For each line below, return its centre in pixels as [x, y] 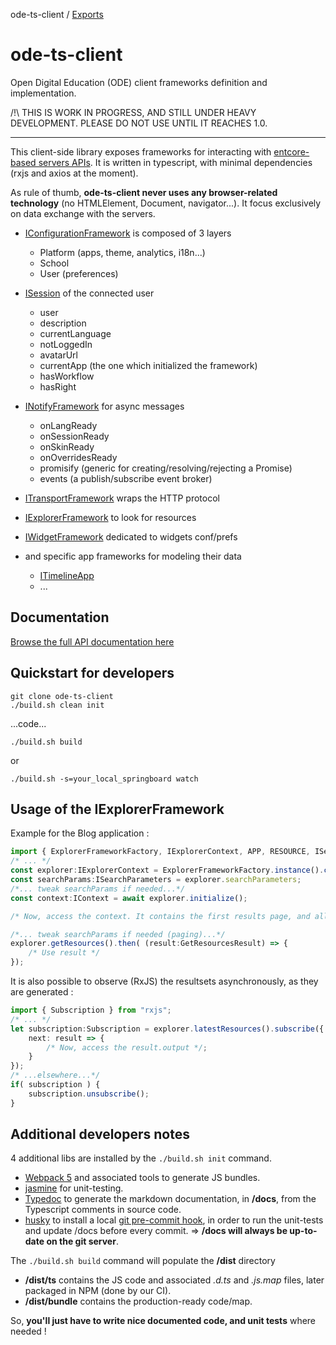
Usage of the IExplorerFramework [117, 809]
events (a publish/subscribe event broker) [126, 478]
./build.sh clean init [57, 705]
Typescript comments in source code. [103, 1210]
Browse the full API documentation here [92, 641]
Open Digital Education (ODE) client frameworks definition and [139, 82]
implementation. [43, 93]
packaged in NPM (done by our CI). [98, 1291]
